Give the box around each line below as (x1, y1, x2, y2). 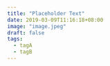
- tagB (13, 49, 33, 56)
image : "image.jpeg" (7, 23, 67, 30)
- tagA (13, 42, 33, 49)
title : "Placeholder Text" (7, 10, 85, 17)
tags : (7, 36, 23, 43)
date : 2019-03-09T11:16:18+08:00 (7, 16, 104, 23)
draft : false (7, 29, 45, 36)
